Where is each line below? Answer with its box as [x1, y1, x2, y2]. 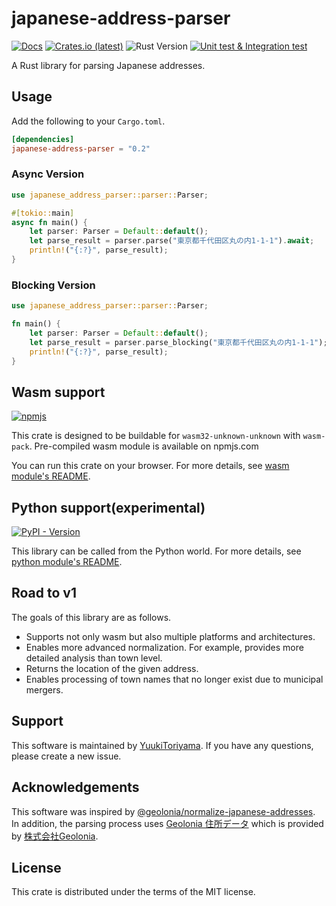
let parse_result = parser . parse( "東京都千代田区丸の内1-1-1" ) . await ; [29, 236, 315, 246]
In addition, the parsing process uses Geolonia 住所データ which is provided [11, 817, 324, 829]
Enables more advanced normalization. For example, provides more [25, 641, 304, 653]
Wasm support [11, 383, 106, 401]
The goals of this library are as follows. [11, 611, 172, 623]
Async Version [11, 167, 85, 181]
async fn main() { [11, 217, 88, 227]
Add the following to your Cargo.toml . [11, 115, 166, 127]
